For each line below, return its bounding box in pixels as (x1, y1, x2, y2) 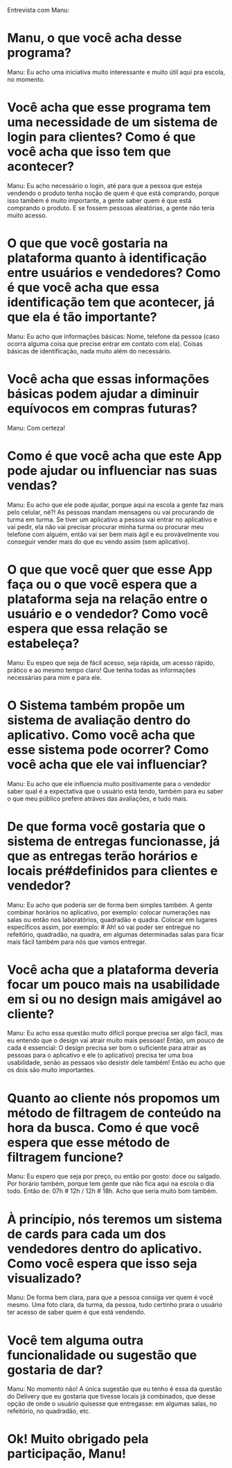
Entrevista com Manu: (7, 6, 69, 14)
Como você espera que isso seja (7, 1256, 197, 1271)
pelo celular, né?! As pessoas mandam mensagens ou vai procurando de (7, 508, 215, 516)
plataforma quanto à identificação (7, 250, 207, 266)
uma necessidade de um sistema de (7, 115, 218, 131)
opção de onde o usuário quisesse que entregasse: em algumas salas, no (7, 1399, 217, 1408)
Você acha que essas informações (7, 372, 210, 387)
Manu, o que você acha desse (7, 31, 182, 46)
